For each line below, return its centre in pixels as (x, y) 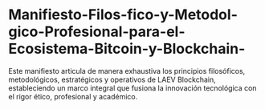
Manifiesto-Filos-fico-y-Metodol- (123, 15)
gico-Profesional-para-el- (97, 32)
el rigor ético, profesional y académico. (73, 96)
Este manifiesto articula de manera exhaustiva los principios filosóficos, (127, 71)
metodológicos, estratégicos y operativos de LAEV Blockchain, (112, 79)
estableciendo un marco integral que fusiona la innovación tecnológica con (132, 88)
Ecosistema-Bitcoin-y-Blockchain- (127, 49)
